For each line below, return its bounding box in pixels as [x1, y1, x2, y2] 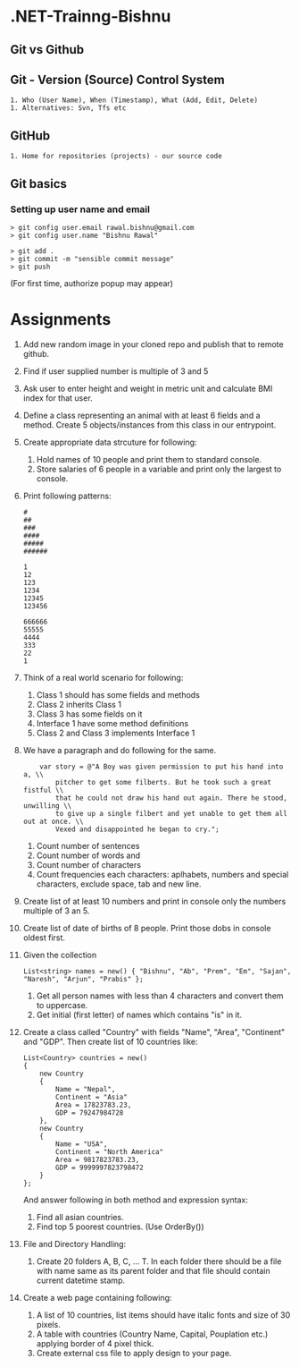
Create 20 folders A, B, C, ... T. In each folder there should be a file [36, 1255, 282, 1267]
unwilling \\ [22, 801, 72, 811]
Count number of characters [36, 859, 142, 870]
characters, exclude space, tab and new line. [36, 879, 202, 889]
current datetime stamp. [36, 1275, 126, 1286]
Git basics [10, 176, 68, 191]
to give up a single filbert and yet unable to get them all [55, 809, 288, 818]
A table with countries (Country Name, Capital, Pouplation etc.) [36, 1329, 269, 1339]
